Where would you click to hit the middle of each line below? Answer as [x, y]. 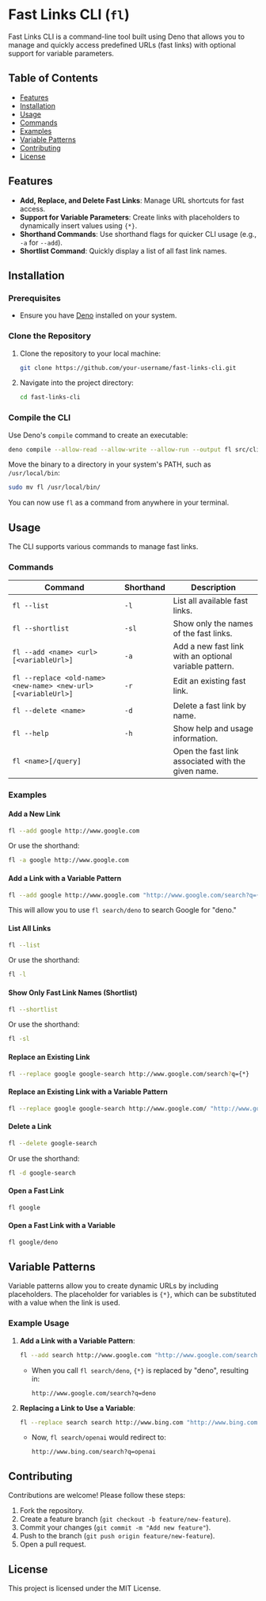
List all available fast [211, 601]
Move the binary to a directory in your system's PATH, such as [110, 464]
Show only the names [213, 623]
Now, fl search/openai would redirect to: [99, 1437]
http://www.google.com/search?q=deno [94, 1393]
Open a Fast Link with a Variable [62, 1226]
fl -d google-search [42, 1173]
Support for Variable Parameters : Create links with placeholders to [129, 217]
